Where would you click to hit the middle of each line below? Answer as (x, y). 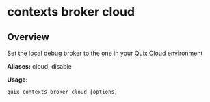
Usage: (18, 80)
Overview (28, 37)
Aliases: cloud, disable (39, 66)
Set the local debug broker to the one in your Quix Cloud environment (105, 53)
